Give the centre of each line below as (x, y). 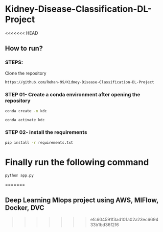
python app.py (20, 175)
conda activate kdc (25, 120)
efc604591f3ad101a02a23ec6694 (124, 220)
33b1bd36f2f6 (105, 225)
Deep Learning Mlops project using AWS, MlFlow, (82, 200)
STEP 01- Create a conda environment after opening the (73, 95)
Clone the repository (26, 73)
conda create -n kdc (26, 111)
